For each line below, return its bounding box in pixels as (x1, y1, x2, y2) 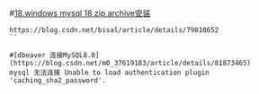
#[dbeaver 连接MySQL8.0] (9, 51, 100, 60)
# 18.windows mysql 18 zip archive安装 (9, 8, 151, 18)
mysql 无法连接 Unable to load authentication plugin (9, 68, 210, 77)
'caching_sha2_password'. (9, 76, 106, 85)
